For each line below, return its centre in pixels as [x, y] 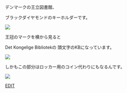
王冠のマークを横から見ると [33, 37]
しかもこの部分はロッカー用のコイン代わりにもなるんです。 [65, 67]
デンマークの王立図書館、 [31, 7]
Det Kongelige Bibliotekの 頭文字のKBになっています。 [60, 47]
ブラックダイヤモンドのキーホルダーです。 [48, 18]
